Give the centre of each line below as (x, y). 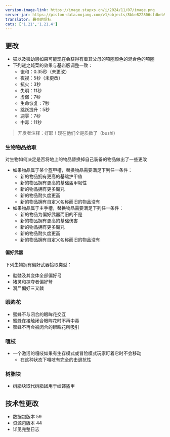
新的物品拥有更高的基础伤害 (49, 221)
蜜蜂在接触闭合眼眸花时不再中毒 (46, 321)
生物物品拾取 (21, 147)
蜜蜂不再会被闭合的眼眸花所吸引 (46, 327)
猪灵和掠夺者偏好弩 (33, 282)
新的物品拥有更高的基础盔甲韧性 (53, 183)
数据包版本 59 (27, 417)
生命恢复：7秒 (35, 103)
